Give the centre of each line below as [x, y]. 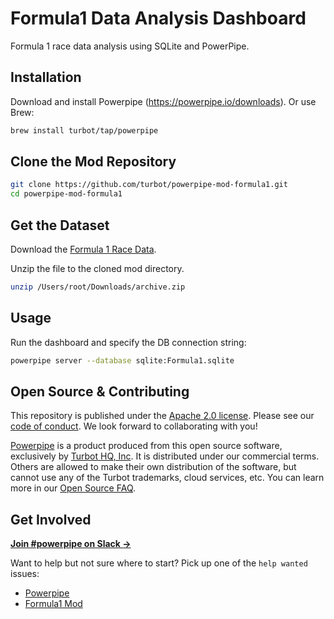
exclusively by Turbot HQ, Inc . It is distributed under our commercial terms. [165, 456]
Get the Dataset [60, 225]
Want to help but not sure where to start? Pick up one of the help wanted [159, 563]
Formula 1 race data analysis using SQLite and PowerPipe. [130, 46]
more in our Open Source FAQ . [73, 488]
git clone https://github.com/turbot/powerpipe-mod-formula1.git [149, 185]
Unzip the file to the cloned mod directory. [97, 268]
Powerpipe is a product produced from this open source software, [146, 446]
